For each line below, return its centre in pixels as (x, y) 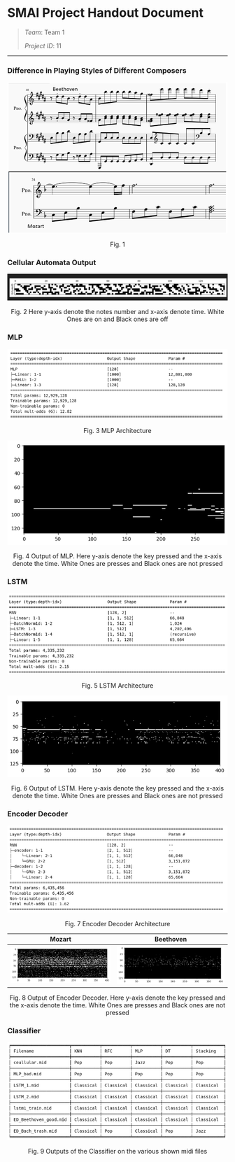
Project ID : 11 (43, 45)
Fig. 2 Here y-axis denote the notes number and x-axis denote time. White (117, 312)
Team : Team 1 (44, 32)
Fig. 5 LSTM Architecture (117, 686)
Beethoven (171, 940)
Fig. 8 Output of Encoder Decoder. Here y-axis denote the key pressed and (117, 998)
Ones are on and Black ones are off (117, 319)
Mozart (61, 940)
